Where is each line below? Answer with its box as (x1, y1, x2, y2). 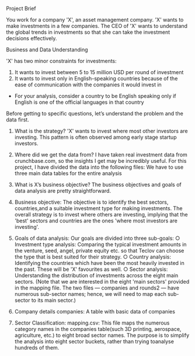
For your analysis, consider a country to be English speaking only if (14, 93, 176, 99)
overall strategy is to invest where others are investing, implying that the (14, 211, 188, 218)
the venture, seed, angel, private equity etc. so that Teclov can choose (14, 247, 184, 254)
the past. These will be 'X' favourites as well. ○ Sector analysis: (14, 266, 168, 273)
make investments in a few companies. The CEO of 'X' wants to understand (6, 23, 188, 29)
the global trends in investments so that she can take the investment (6, 29, 170, 36)
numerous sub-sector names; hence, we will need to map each (14, 291, 166, 297)
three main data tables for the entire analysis (14, 170, 122, 177)
